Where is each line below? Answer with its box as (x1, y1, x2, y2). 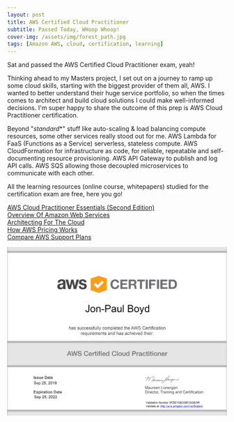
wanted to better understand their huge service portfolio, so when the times (7, 89, 225, 97)
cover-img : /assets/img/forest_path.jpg (7, 33, 127, 40)
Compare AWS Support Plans (7, 233, 92, 242)
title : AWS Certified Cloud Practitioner (7, 18, 130, 26)
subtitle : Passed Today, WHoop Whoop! (7, 26, 120, 33)
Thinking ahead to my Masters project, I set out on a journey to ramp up (7, 74, 213, 83)
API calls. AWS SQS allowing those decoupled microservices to (7, 162, 189, 170)
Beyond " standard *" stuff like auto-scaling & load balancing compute (7, 125, 206, 133)
